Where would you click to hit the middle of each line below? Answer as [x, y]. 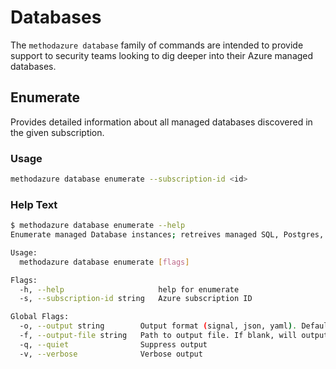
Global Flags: [40, 317]
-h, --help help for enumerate [129, 289]
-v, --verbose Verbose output [111, 354]
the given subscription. [57, 132]
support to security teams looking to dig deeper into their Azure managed [162, 55]
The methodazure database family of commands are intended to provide [157, 45]
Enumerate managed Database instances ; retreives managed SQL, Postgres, [167, 235]
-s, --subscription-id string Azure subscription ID [136, 299]
